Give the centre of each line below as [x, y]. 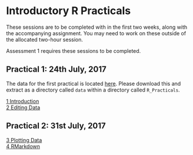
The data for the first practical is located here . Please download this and [94, 83]
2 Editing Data [23, 107]
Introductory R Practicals [69, 11]
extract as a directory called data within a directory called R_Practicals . [93, 90]
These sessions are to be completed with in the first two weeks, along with [97, 27]
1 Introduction [23, 101]
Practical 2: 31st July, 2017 [56, 126]
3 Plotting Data [24, 140]
